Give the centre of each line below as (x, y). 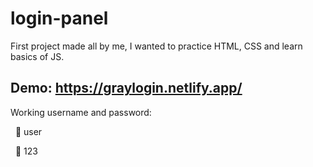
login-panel (59, 18)
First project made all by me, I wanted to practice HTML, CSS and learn (156, 46)
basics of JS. (37, 56)
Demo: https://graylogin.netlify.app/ (126, 88)
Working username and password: (81, 112)
